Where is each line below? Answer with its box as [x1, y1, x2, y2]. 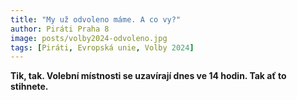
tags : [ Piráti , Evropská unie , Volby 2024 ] [10, 42, 195, 53]
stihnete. [10, 81, 49, 93]
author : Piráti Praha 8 [10, 24, 110, 34]
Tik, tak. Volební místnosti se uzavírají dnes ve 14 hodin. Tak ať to [10, 70, 287, 82]
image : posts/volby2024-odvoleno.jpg [10, 33, 168, 43]
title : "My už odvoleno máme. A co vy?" [10, 14, 182, 25]
